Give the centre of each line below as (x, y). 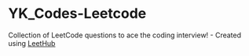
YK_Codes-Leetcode (77, 14)
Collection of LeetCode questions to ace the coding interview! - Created (125, 35)
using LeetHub (32, 43)
